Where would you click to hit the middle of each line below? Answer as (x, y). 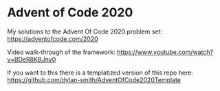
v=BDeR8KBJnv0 (32, 59)
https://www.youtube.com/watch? (165, 52)
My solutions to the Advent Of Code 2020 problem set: (85, 31)
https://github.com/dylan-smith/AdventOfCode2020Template (94, 79)
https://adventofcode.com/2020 (53, 38)
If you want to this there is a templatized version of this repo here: (100, 73)
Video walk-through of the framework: (61, 52)
